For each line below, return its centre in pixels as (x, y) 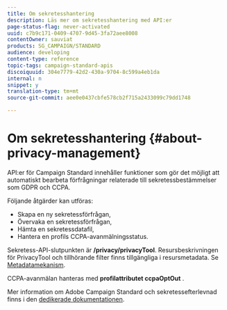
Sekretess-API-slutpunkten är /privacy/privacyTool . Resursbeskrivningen (113, 250)
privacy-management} (74, 153)
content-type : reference (43, 59)
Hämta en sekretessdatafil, (56, 229)
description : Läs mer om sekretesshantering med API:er (90, 20)
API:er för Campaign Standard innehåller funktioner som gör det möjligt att (113, 172)
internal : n (24, 78)
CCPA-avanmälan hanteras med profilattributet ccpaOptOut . (96, 278)
